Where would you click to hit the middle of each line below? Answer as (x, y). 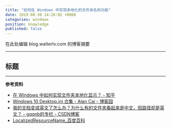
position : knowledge (27, 24)
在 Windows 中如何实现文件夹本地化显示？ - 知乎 (64, 95)
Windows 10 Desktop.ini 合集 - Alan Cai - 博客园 (63, 101)
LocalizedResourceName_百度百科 (49, 120)
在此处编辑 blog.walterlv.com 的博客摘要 (48, 44)
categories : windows (27, 19)
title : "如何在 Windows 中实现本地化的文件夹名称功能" (58, 10)
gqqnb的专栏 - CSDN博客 (53, 114)
